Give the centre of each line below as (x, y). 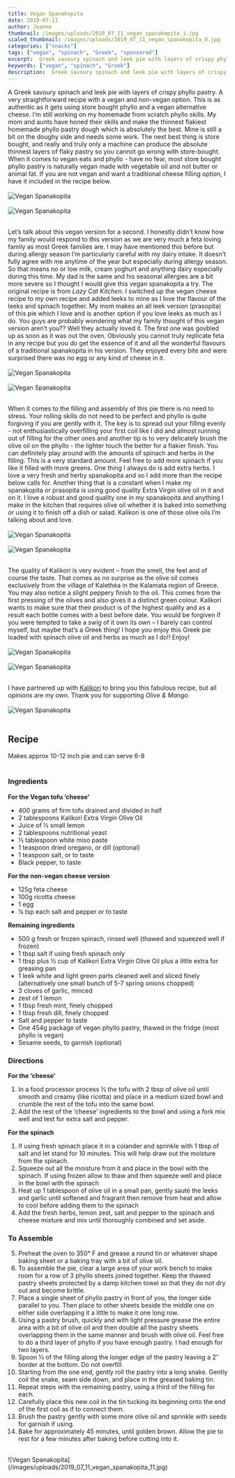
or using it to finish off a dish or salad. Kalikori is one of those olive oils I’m (114, 512)
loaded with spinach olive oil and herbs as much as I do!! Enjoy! (99, 637)
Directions (26, 1061)
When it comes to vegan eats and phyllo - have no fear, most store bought (115, 158)
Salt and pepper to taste (53, 1020)
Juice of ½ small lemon (51, 825)
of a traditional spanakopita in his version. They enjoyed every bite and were (117, 350)
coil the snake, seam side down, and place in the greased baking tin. (116, 1380)
